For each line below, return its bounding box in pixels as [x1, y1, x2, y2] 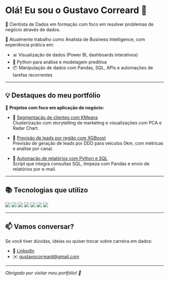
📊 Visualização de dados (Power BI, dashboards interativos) [12, 51, 138, 57]
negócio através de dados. [5, 26, 61, 32]
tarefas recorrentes [12, 72, 53, 78]
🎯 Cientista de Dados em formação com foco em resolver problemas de [5, 21, 154, 27]
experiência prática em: [5, 41, 54, 47]
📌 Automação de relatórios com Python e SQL [12, 155, 108, 161]
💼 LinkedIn [12, 248, 35, 254]
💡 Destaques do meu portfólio [5, 91, 101, 100]
